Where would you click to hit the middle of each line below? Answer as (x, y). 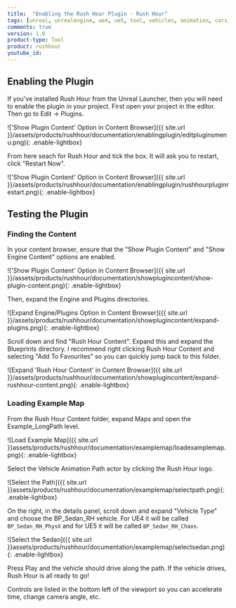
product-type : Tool (36, 40)
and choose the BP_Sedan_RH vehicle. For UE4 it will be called (98, 518)
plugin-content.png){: (39, 285)
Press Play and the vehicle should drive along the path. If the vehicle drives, (117, 568)
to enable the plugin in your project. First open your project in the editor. (111, 106)
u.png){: (19, 142)
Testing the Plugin (48, 215)
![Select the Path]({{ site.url (47, 482)
